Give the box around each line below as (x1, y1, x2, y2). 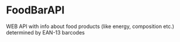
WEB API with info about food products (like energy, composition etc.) (6, 23, 174, 30)
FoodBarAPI (6, 3, 65, 17)
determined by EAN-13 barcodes (6, 29, 85, 36)
